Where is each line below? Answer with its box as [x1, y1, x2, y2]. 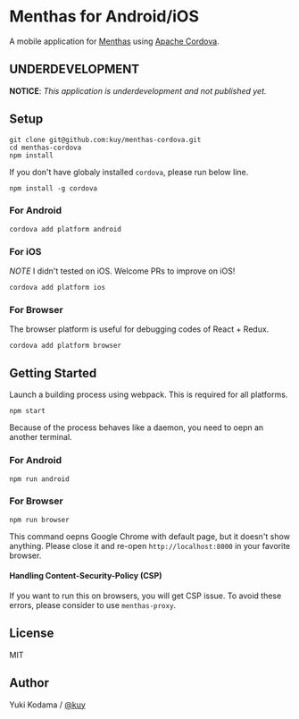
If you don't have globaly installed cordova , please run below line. [9, 166, 249, 177]
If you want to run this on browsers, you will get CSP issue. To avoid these [9, 590, 282, 601]
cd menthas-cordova [9, 143, 82, 152]
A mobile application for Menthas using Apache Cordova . [9, 36, 220, 47]
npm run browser [9, 515, 70, 524]
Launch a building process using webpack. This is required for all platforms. [9, 389, 288, 400]
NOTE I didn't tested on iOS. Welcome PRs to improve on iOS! [9, 266, 236, 276]
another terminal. [9, 432, 73, 443]
